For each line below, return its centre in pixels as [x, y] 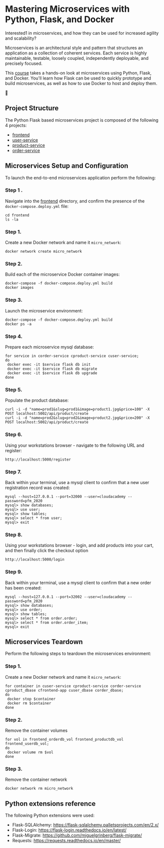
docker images [20, 288]
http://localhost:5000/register [38, 460]
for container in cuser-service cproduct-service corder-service [73, 686]
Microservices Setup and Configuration [67, 166]
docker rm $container [29, 703]
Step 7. [13, 472]
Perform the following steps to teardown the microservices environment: [78, 654]
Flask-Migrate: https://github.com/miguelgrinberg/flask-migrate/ [77, 835]
